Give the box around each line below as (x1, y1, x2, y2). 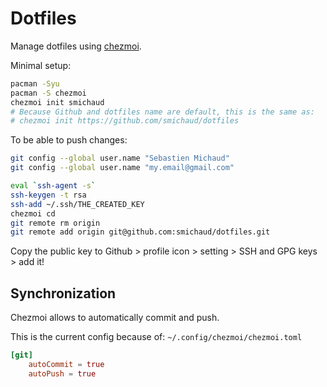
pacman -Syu (10, 78, 60, 89)
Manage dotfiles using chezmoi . (10, 40, 142, 52)
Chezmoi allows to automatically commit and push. (10, 312, 220, 324)
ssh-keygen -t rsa (10, 190, 87, 200)
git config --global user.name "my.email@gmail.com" (10, 163, 235, 173)
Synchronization (10, 285, 117, 302)
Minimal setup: (10, 59, 72, 71)
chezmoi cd (10, 208, 56, 219)
